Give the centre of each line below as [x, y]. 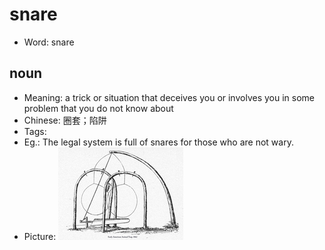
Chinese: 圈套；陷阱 [65, 120]
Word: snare [49, 42]
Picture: [40, 236]
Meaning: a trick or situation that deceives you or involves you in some [169, 97]
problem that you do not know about [98, 108]
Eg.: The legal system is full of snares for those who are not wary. [158, 142]
